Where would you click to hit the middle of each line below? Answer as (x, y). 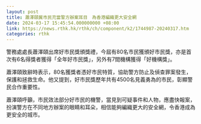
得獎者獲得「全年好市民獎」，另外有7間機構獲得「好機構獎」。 (100, 59)
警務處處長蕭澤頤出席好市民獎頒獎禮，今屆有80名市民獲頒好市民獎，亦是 (96, 52)
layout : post (22, 12)
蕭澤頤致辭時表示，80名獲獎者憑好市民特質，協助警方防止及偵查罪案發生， (99, 72)
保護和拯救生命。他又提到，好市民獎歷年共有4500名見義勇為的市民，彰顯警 (100, 80)
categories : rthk (28, 34)
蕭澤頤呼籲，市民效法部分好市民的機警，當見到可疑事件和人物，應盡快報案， (101, 100)
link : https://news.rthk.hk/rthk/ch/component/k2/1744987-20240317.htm (97, 28)
